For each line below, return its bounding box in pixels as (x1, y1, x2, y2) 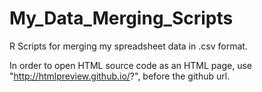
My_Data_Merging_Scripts (9, 7, 234, 30)
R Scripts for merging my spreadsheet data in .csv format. (9, 40, 248, 52)
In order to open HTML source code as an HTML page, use (9, 59, 252, 71)
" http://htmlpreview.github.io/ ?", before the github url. (9, 70, 231, 82)
